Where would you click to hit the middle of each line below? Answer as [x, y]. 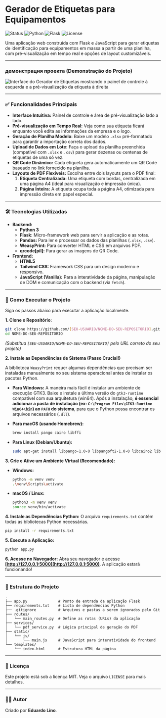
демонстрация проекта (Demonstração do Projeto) [69, 71]
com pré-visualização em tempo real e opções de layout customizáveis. [78, 53]
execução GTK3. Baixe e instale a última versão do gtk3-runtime [78, 393]
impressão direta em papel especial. [57, 194]
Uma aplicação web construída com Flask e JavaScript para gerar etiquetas [82, 43]
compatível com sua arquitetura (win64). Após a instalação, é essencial [85, 398]
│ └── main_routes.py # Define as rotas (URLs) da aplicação [73, 619]
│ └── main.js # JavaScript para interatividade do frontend [80, 640]
